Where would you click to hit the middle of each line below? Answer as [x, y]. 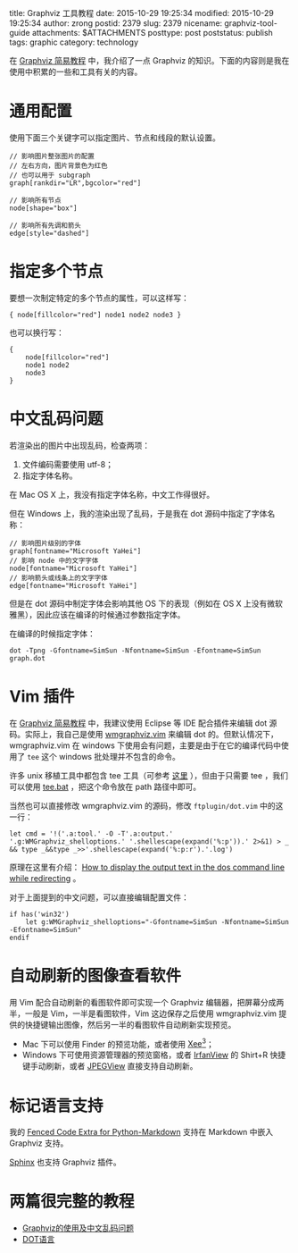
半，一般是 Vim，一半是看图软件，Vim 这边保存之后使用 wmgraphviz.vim [143, 1013]
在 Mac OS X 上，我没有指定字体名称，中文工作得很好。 [112, 494]
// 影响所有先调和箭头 [46, 225]
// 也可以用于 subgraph [50, 175]
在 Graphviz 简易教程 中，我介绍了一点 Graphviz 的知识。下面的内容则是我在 [149, 60]
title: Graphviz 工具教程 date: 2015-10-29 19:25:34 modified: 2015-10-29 [141, 13]
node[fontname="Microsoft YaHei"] [74, 568]
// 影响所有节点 [35, 200]
